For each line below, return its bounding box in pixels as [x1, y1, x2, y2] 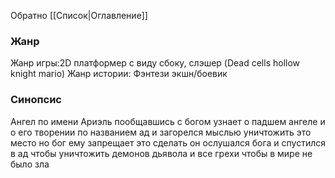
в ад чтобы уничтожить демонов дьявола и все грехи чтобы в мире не [10, 147, 313, 159]
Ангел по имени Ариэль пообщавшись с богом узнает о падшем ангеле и [10, 115, 326, 127]
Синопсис [10, 93, 62, 107]
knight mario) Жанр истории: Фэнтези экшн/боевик [10, 68, 228, 80]
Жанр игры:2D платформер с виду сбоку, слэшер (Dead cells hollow [10, 57, 301, 69]
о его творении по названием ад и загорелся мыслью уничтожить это [10, 126, 312, 138]
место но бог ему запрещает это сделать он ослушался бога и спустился [10, 136, 327, 149]
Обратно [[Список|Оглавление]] [10, 10, 148, 21]
